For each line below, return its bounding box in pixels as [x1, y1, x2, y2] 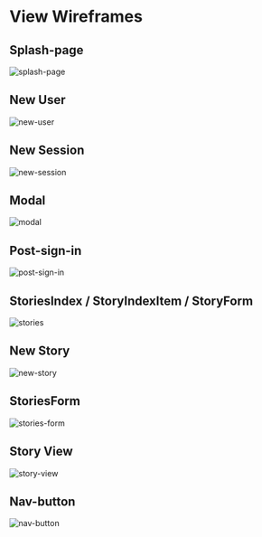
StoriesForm [9, 393, 81, 409]
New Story [9, 344, 70, 359]
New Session [9, 143, 85, 158]
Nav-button [9, 494, 76, 509]
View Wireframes [9, 6, 143, 27]
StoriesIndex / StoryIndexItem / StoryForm [9, 293, 254, 308]
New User [9, 92, 66, 108]
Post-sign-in [9, 242, 82, 259]
